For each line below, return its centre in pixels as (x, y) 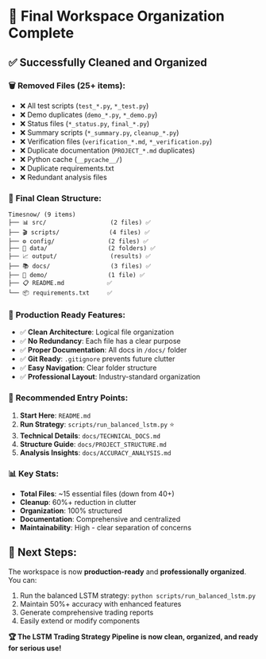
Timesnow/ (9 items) (42, 215)
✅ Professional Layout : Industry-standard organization (110, 377)
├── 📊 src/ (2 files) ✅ (79, 223)
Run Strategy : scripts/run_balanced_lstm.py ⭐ (97, 424)
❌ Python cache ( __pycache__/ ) (71, 159)
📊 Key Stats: (34, 473)
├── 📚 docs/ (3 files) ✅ (80, 266)
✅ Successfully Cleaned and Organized (108, 62)
